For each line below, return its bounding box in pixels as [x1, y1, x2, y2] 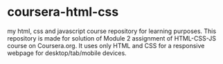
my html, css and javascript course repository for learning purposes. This [7, 27, 217, 35]
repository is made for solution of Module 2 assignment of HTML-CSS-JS [7, 34, 217, 42]
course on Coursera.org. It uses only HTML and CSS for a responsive [7, 41, 205, 50]
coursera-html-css [7, 4, 119, 20]
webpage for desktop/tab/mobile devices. [7, 49, 127, 57]
